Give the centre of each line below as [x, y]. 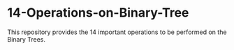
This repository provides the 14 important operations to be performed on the [117, 32]
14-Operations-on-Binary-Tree [98, 13]
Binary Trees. [27, 39]
